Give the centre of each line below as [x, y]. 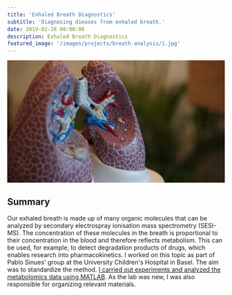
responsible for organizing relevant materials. [71, 284]
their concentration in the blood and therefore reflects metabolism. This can [115, 241]
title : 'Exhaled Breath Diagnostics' [61, 14]
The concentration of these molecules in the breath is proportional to [120, 233]
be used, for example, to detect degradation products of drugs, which [106, 247]
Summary [29, 202]
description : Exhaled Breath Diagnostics [68, 37]
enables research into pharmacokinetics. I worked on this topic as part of [111, 255]
